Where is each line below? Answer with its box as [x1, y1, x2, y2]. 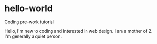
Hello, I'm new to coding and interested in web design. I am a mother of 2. [4, 28, 153, 34]
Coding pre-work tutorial [4, 19, 54, 25]
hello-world [4, 3, 53, 14]
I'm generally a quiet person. [4, 33, 62, 39]
